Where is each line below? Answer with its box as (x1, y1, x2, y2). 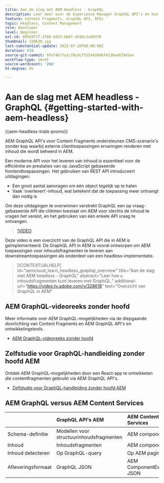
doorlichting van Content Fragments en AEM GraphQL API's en (5, 321, 132, 327)
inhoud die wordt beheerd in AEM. (5, 148, 74, 154)
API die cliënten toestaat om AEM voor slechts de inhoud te (30, 208, 150, 214)
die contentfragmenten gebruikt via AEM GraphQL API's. (5, 375, 119, 381)
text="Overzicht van (104, 283, 145, 289)
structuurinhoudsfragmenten (56, 434, 123, 440)
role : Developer (5, 25, 38, 30)
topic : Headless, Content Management (5, 21, 82, 26)
